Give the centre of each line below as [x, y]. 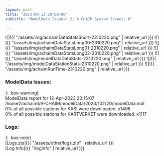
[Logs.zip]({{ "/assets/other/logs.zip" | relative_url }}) [60, 143]
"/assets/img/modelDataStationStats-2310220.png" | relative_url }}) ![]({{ [80, 64]
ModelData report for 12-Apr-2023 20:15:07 [50, 98]
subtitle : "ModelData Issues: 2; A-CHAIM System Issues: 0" [69, 19]
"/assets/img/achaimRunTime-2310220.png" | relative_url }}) [67, 69]
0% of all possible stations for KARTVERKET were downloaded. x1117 [76, 114]
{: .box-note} [18, 138]
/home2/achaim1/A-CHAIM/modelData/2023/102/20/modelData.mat [75, 103]
